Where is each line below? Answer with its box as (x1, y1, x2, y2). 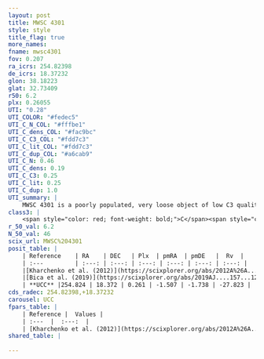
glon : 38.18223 (8, 77, 58, 85)
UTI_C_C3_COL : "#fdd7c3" (8, 135, 90, 143)
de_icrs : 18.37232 (8, 70, 68, 78)
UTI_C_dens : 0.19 (8, 165, 65, 172)
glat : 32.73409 (8, 84, 58, 92)
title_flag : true (8, 33, 65, 42)
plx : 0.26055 (8, 99, 51, 107)
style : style (8, 26, 51, 34)
